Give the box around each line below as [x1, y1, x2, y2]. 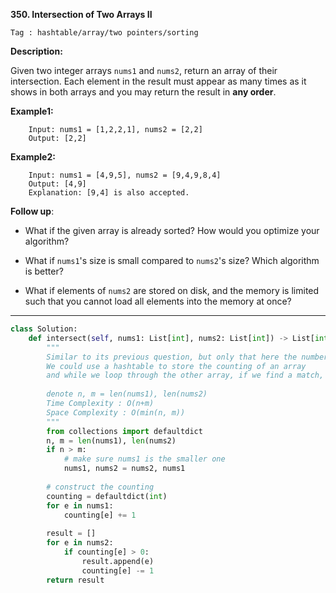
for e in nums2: [46, 538, 114, 548]
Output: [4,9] [28, 179, 87, 189]
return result [46, 575, 105, 585]
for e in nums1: [46, 500, 114, 511]
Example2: [10, 151, 56, 163]
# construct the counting [46, 482, 155, 492]
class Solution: [10, 324, 78, 334]
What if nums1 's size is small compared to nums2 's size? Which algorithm [24, 255, 320, 266]
